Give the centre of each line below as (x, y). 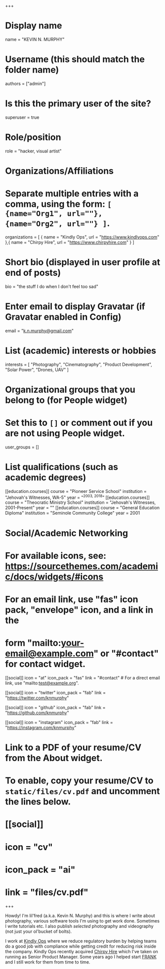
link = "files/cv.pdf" (47, 893)
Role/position (33, 137)
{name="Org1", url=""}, (54, 214)
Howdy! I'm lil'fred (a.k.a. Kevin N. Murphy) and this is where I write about (80, 916)
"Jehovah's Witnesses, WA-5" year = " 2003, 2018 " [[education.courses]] (77, 497)
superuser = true (22, 117)
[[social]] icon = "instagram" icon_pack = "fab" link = (59, 722)
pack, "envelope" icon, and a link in (79, 610)
